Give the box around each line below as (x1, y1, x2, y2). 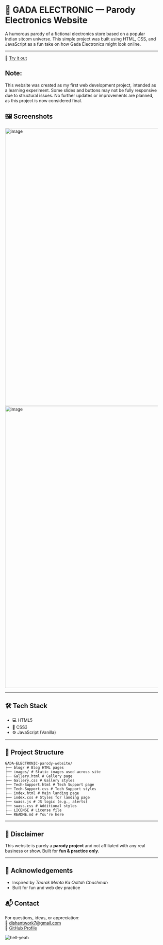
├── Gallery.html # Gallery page (5, 774, 73, 779)
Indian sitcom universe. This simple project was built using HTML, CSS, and (5, 36, 156, 42)
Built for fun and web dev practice (12, 885, 81, 891)
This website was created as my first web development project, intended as (5, 82, 156, 88)
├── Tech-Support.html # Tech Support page (5, 783, 95, 787)
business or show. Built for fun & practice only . (5, 848, 99, 854)
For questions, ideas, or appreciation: (5, 914, 80, 921)
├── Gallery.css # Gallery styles (5, 778, 75, 783)
